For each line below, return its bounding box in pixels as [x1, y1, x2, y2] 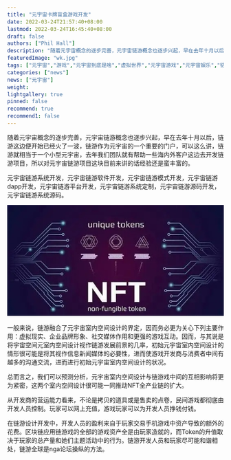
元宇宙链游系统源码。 [7, 190, 67, 199]
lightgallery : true [7, 91, 63, 98]
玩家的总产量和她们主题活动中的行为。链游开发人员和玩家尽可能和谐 [19, 436, 212, 444]
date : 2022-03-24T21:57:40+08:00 [7, 18, 103, 25]
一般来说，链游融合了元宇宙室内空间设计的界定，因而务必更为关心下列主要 [7, 323, 218, 331]
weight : [7, 83, 30, 91]
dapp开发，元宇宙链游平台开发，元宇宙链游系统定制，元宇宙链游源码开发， [7, 182, 221, 190]
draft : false [7, 33, 45, 40]
